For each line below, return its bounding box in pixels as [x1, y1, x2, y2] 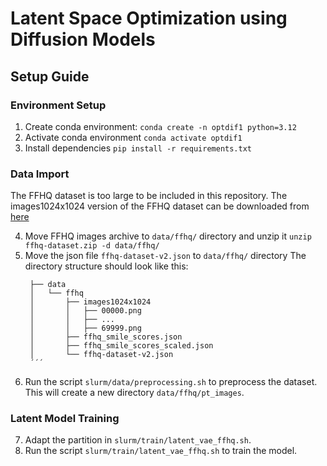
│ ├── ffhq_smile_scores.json [29, 332, 183, 342]
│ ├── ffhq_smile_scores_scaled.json [29, 341, 214, 351]
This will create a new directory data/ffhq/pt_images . [24, 387, 245, 399]
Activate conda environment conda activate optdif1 [24, 131, 243, 143]
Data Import [10, 167, 70, 181]
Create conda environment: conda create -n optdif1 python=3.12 [24, 120, 297, 132]
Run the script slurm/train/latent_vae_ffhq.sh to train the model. [24, 445, 298, 457]
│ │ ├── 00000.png [29, 306, 142, 316]
